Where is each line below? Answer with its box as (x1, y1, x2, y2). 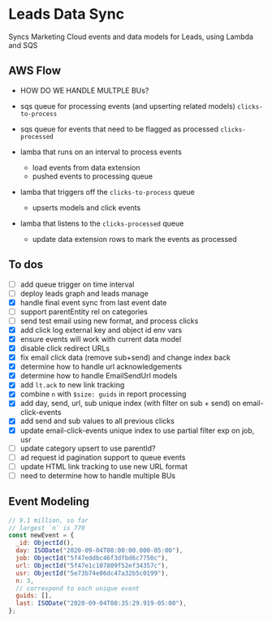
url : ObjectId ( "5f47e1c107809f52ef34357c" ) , (15, 561, 169, 569)
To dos (8, 257, 44, 272)
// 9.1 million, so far (8, 516, 89, 525)
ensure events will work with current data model (19, 334, 182, 343)
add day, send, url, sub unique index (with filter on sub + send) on (19, 399, 241, 408)
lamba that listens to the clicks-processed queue (19, 218, 184, 228)
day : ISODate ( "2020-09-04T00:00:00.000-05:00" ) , (15, 546, 183, 555)
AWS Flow (8, 64, 62, 78)
